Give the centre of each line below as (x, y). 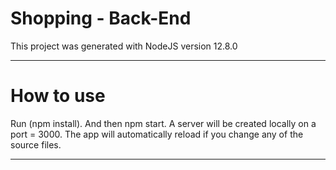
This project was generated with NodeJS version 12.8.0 (124, 46)
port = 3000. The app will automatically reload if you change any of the (157, 134)
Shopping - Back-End (101, 18)
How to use (58, 96)
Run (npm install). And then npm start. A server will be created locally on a (163, 123)
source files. (36, 144)
